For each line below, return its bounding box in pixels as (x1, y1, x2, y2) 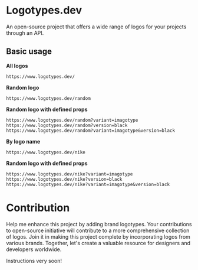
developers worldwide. (6, 246, 62, 253)
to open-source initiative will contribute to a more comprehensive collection (6, 227, 190, 234)
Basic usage (6, 47, 52, 57)
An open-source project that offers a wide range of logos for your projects (6, 23, 187, 30)
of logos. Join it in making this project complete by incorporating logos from (6, 233, 190, 240)
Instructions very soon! (6, 257, 62, 264)
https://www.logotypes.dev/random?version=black (6, 122, 128, 128)
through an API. (6, 29, 44, 36)
